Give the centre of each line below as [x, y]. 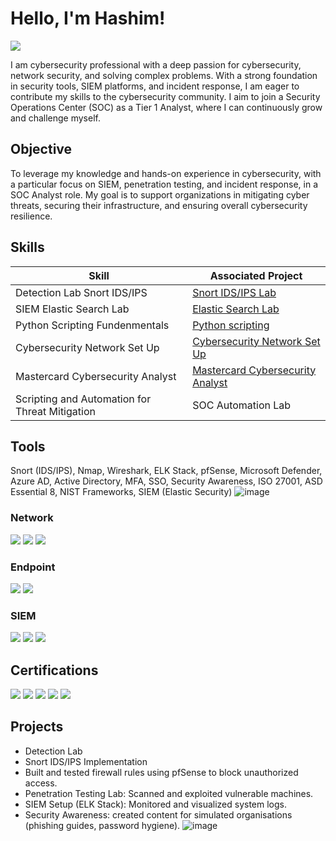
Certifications [54, 670]
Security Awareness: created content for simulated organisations [158, 814]
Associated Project [256, 275]
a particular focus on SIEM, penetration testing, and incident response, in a [164, 184]
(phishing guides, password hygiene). [102, 825]
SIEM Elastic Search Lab [72, 309]
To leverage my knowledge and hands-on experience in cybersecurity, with [166, 173]
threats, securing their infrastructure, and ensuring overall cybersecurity [159, 205]
